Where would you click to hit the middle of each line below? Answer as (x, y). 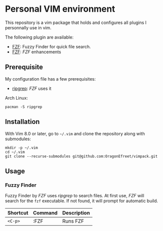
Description (76, 213)
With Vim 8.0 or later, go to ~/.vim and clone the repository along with (75, 133)
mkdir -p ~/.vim (21, 147)
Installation (22, 122)
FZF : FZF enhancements (36, 52)
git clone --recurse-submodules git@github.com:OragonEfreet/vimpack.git (81, 156)
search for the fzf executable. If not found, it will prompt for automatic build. (81, 201)
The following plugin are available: (39, 37)
